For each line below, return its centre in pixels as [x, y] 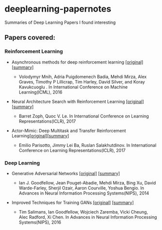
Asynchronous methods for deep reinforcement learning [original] [77, 62]
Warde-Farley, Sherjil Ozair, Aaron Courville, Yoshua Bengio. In [81, 188]
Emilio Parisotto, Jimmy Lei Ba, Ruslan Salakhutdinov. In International [88, 145]
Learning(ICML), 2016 [40, 92]
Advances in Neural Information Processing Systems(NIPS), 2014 [84, 193]
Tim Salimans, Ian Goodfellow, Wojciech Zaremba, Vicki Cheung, [83, 212]
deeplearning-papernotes [58, 9]
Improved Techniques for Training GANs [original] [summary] [73, 202]
